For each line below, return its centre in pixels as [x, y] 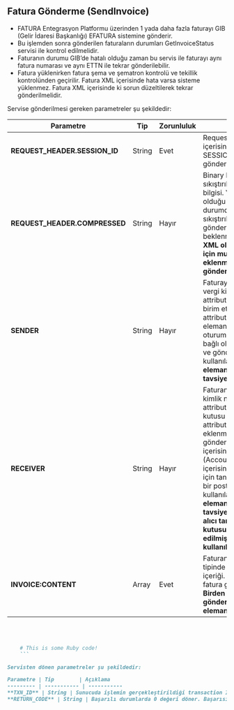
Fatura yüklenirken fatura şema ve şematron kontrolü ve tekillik [107, 73]
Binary [213, 175]
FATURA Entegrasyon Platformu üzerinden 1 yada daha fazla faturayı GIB [121, 28]
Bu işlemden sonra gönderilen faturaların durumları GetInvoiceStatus [116, 43]
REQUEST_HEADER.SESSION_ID [64, 151]
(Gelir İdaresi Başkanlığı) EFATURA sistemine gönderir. [95, 36]
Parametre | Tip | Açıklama [59, 680]
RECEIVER [28, 468]
